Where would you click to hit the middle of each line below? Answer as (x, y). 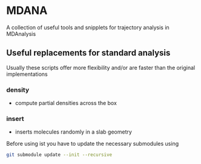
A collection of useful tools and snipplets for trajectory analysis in (88, 27)
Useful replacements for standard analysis (88, 53)
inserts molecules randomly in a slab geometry (73, 132)
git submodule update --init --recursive (59, 155)
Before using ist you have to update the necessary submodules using (93, 144)
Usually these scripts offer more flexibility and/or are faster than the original (101, 67)
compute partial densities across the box (66, 103)
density (18, 90)
